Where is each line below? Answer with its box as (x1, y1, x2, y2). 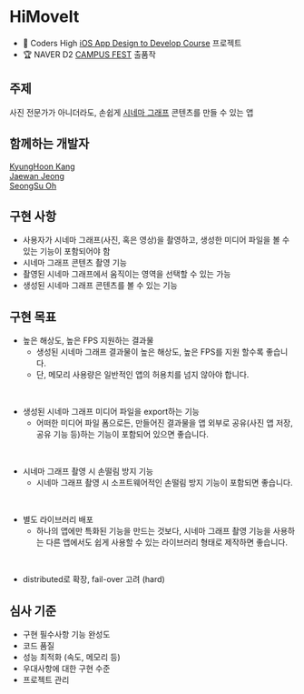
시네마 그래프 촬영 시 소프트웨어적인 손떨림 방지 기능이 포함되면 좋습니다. (35, 478, 293, 488)
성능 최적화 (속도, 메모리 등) (22, 652, 121, 662)
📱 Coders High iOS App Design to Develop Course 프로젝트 (22, 37, 242, 48)
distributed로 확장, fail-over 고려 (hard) (22, 574, 165, 585)
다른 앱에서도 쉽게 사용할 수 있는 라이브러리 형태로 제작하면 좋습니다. (45, 537, 289, 548)
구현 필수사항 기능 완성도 (22, 629, 111, 639)
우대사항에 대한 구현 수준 (22, 663, 111, 674)
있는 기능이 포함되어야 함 (22, 246, 111, 256)
